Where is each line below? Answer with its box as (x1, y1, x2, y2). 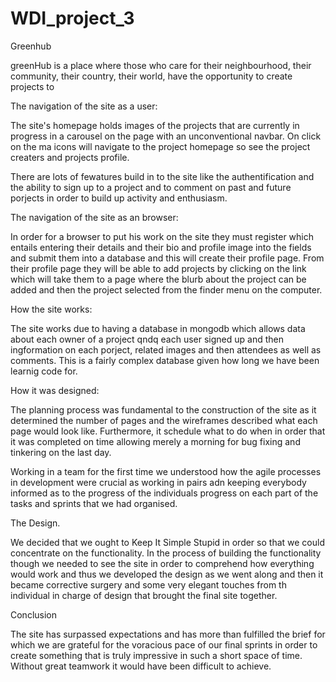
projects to (10, 80, 55, 92)
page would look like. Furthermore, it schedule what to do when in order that (10, 425, 326, 437)
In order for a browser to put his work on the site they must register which (10, 230, 315, 242)
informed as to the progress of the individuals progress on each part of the (10, 487, 319, 499)
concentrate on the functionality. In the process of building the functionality (10, 547, 322, 559)
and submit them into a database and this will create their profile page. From (10, 252, 325, 264)
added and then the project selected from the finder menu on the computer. (10, 283, 323, 296)
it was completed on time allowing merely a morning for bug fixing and (10, 435, 301, 447)
